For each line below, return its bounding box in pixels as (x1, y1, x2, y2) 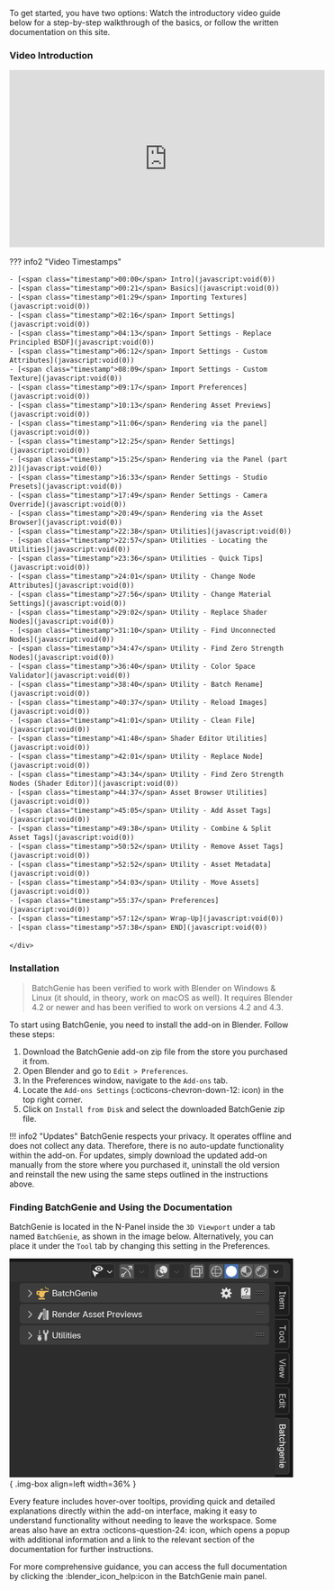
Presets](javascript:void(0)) (9, 482, 123, 492)
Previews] (234, 401, 272, 411)
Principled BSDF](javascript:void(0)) (9, 338, 155, 348)
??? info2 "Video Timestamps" (9, 257, 122, 267)
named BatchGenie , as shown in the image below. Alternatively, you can (9, 1231, 275, 1242)
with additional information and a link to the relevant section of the (9, 1534, 255, 1545)
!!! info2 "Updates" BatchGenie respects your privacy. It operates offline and (9, 1130, 293, 1142)
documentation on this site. (9, 27, 111, 37)
